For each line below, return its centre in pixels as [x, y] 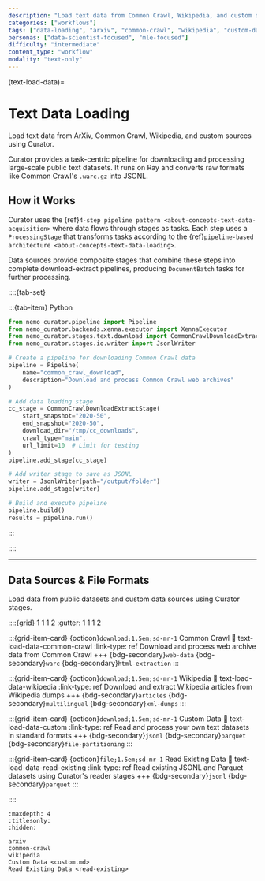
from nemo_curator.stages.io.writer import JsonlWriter [102, 344]
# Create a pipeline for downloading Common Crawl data [102, 358]
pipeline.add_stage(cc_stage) [58, 460]
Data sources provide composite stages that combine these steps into [122, 260]
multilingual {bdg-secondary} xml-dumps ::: [116, 704]
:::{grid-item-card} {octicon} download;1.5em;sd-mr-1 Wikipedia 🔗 [113, 678]
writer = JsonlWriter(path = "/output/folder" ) [84, 481]
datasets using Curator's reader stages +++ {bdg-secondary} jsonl [118, 776]
